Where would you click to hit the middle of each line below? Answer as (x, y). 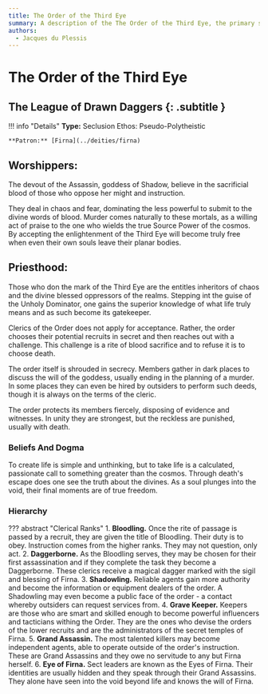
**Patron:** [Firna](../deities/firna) (75, 141)
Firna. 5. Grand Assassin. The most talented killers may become (114, 639)
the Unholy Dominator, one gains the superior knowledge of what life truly (130, 304)
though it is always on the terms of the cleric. (83, 394)
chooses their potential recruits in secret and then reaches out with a (121, 336)
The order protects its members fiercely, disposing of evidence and (119, 409)
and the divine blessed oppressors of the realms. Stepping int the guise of (130, 295)
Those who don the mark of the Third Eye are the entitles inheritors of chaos (134, 287)
